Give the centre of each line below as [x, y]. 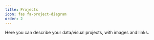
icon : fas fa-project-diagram [36, 14]
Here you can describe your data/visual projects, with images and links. [77, 33]
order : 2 [14, 19]
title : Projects [22, 10]
